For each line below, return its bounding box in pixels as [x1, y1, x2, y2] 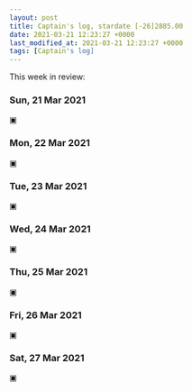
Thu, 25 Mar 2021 [9, 266, 88, 278]
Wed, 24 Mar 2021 [9, 223, 92, 235]
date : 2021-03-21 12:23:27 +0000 [9, 30, 135, 39]
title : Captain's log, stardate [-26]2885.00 [9, 22, 183, 31]
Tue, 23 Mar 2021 [9, 179, 87, 192]
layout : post [9, 13, 59, 23]
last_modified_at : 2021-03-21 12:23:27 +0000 [9, 38, 183, 48]
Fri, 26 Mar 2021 [9, 308, 83, 321]
